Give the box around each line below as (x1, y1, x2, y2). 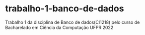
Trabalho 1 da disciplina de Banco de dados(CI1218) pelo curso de (5, 19, 140, 25)
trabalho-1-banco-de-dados (5, 3, 124, 14)
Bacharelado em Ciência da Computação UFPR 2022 (5, 24, 114, 30)
